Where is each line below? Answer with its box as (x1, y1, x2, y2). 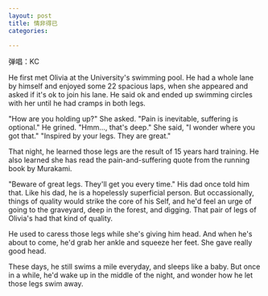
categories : (8, 27, 48, 35)
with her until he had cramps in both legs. (8, 98, 146, 109)
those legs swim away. (8, 279, 84, 289)
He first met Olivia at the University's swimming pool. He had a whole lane (8, 73, 254, 83)
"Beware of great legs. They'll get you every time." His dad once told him (8, 179, 250, 189)
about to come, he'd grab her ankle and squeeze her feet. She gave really (8, 238, 253, 248)
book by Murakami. (8, 164, 72, 174)
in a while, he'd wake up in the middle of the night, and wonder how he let (8, 270, 254, 280)
